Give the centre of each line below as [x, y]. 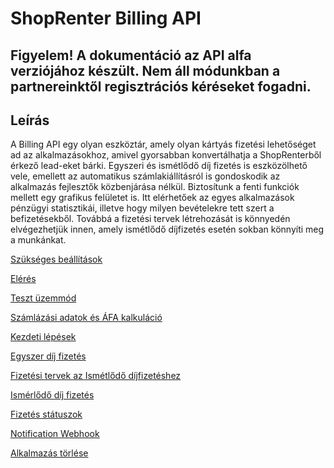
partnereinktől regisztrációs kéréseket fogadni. [161, 86]
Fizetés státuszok [46, 414]
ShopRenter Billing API [106, 18]
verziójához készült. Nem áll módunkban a [145, 70]
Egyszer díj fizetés [48, 356]
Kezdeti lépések [43, 337]
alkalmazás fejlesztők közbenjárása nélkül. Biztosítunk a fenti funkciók [155, 187]
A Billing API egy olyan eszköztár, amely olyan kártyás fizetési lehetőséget [163, 144]
